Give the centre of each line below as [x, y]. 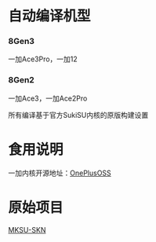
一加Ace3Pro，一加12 [43, 59]
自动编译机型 [50, 16]
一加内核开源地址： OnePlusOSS [60, 173]
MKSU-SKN [27, 229]
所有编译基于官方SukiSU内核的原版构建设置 [78, 115]
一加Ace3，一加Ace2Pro [48, 98]
